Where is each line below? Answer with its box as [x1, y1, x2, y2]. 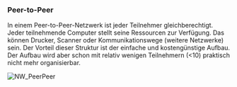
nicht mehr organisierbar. [7, 59, 81, 67]
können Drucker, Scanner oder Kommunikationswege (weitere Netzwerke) [7, 36, 224, 45]
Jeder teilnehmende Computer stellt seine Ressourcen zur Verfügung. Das [7, 28, 225, 37]
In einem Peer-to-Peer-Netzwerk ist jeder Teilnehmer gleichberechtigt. [7, 21, 214, 30]
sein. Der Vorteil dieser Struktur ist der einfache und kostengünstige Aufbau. [7, 44, 231, 52]
